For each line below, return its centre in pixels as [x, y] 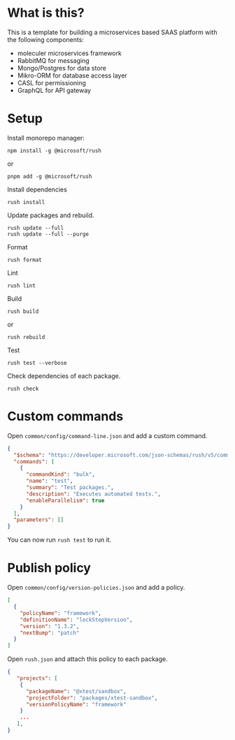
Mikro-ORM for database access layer [72, 75]
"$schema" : [29, 455]
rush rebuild [26, 337]
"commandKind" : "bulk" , [60, 474]
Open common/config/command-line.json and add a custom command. [107, 435]
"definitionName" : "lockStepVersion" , [76, 620]
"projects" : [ [37, 679]
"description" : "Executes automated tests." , [93, 494]
